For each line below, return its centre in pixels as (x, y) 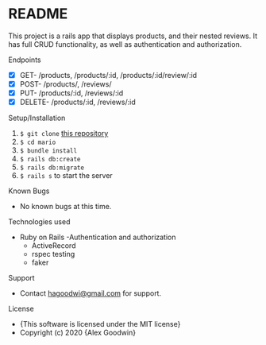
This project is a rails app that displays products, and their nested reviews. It (133, 36)
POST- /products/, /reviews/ (66, 84)
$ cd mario (38, 143)
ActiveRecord (54, 246)
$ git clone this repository (64, 134)
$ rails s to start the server (66, 176)
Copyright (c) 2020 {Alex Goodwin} (78, 333)
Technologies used (39, 222)
